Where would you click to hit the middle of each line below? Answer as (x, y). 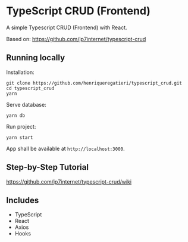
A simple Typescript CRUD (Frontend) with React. (67, 27)
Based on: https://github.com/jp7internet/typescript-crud (76, 39)
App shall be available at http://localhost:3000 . (65, 148)
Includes (23, 200)
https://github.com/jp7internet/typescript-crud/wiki (69, 182)
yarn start (20, 137)
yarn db (16, 115)
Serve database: (26, 104)
